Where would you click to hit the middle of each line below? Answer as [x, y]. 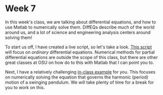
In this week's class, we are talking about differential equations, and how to [81, 22]
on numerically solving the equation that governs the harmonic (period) [77, 77]
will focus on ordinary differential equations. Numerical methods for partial [80, 52]
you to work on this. [25, 87]
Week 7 [20, 9]
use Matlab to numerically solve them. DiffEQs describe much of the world [80, 27]
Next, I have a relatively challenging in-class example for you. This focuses [80, 72]
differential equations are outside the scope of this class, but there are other [81, 57]
